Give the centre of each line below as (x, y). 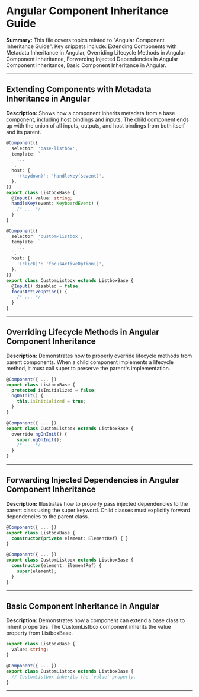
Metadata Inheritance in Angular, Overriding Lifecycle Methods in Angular (96, 52)
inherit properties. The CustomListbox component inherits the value (89, 627)
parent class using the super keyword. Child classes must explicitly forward (98, 510)
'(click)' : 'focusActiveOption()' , (61, 264)
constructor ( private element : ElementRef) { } (70, 538)
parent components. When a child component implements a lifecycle (90, 362)
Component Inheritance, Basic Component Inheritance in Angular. (86, 65)
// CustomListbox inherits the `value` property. (74, 677)
